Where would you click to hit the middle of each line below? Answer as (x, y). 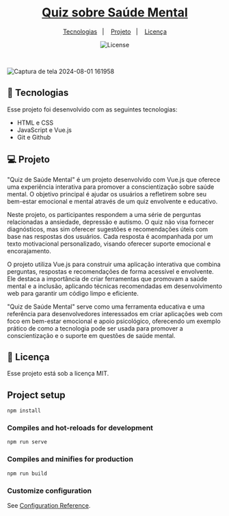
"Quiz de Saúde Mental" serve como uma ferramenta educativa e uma (106, 307)
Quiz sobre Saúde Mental (115, 13)
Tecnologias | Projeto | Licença (115, 31)
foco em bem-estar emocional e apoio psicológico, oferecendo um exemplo (114, 321)
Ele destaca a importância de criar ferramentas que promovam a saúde (107, 279)
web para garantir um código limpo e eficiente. (73, 293)
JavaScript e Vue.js (44, 130)
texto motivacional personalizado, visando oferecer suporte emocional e (109, 244)
